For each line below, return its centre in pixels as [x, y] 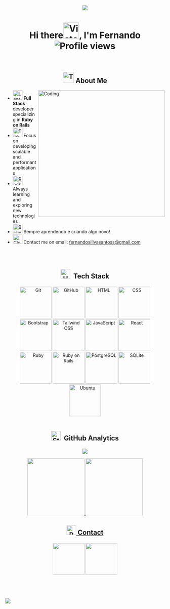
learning [21, 194]
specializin [24, 114]
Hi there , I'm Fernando [85, 35]
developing [24, 146]
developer [23, 109]
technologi [24, 216]
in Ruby [25, 119]
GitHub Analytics [91, 438]
